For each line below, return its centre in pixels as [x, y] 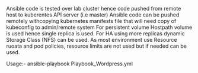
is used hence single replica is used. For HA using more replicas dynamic [95, 34]
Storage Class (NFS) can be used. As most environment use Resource [92, 40]
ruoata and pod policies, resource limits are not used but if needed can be [96, 46]
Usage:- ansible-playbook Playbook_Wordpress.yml [70, 64]
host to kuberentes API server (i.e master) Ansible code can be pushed [93, 15]
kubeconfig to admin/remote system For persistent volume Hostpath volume [99, 27]
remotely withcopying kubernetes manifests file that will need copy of [91, 21]
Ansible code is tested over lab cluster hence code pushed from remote [94, 9]
